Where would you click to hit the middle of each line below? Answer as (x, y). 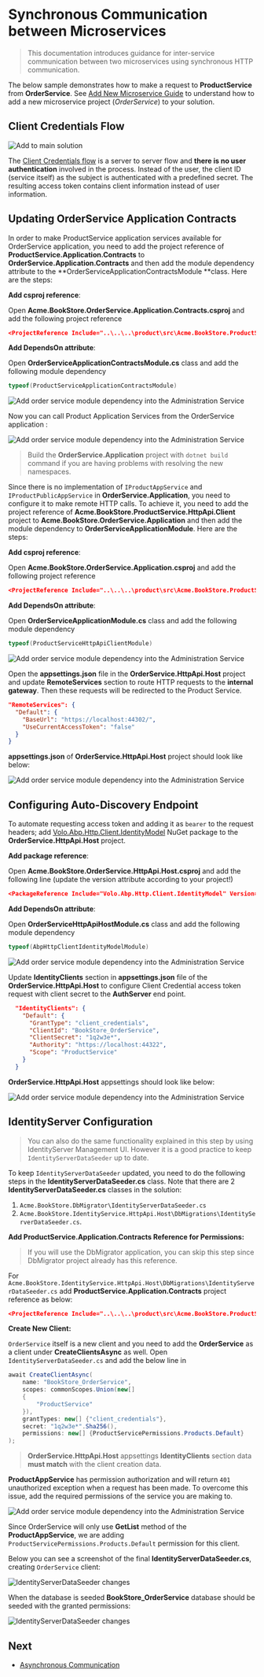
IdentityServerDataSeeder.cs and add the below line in (97, 1361)
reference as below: (40, 1299)
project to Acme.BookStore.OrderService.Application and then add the (125, 520)
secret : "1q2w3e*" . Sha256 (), (70, 1426)
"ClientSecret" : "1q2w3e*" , (75, 1038)
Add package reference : (48, 856)
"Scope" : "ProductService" (73, 1052)
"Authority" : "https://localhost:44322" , (98, 1045)
